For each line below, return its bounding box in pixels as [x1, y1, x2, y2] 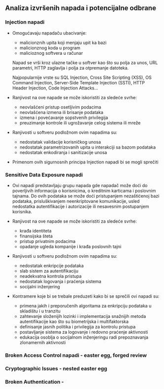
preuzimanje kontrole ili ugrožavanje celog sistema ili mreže [19, 119, 141, 125]
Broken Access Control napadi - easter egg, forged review [5, 351, 147, 358]
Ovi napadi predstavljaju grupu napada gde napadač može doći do [12, 182, 148, 188]
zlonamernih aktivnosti [19, 339, 66, 345]
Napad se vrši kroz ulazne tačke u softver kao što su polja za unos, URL [12, 59, 158, 66]
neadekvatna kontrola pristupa [19, 273, 82, 279]
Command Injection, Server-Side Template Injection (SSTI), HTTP [12, 79, 145, 85]
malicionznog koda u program [19, 44, 80, 51]
